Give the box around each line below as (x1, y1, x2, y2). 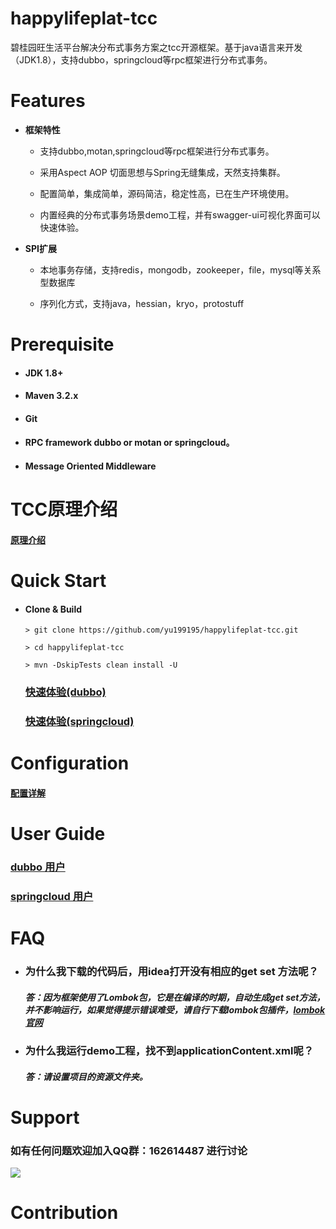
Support (10, 1106, 80, 1129)
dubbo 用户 (10, 860, 66, 874)
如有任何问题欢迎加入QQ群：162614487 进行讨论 (10, 1143, 248, 1157)
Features (10, 90, 86, 112)
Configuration (10, 752, 130, 775)
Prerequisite (10, 333, 115, 356)
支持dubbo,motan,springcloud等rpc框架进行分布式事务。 (39, 145, 275, 157)
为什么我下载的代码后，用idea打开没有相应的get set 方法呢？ (24, 964, 319, 978)
